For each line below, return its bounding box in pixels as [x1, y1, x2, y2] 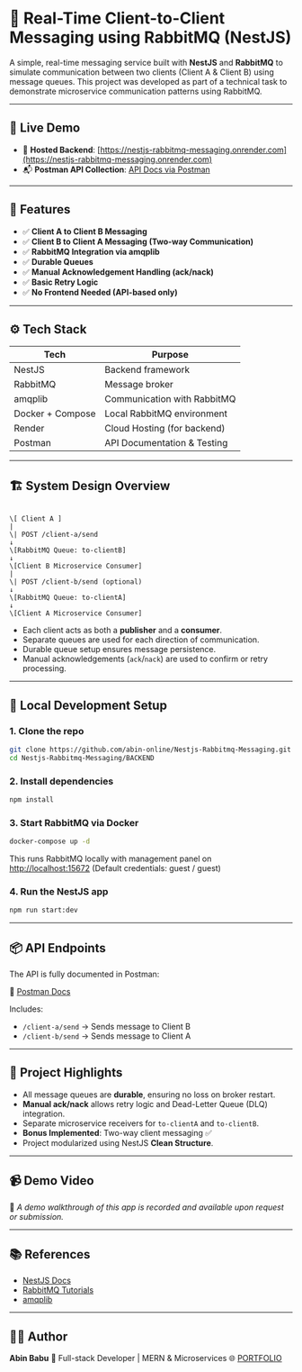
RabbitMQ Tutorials [22, 1285, 94, 1295]
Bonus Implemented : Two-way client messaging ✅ [22, 1127, 213, 1138]
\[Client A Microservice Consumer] [9, 609, 143, 618]
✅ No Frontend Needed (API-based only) [22, 286, 178, 297]
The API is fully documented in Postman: [9, 968, 160, 979]
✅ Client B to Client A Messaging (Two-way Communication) [22, 236, 254, 247]
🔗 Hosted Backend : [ [22, 144, 101, 155]
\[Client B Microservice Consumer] [9, 562, 143, 571]
